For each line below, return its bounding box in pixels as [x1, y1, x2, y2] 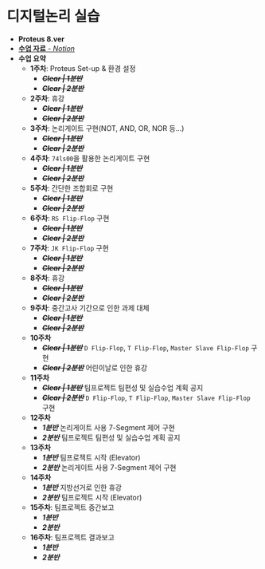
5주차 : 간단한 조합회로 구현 [29, 183, 114, 192]
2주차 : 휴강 [29, 93, 64, 103]
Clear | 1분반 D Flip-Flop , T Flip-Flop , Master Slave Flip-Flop [41, 342, 249, 352]
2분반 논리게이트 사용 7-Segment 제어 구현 [41, 462, 177, 472]
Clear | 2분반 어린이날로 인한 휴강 [41, 362, 148, 372]
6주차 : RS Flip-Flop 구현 [29, 213, 110, 223]
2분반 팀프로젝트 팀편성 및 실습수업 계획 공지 [41, 433, 181, 442]
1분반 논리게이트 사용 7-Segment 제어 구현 [41, 422, 175, 432]
